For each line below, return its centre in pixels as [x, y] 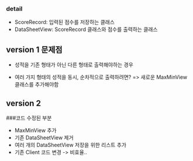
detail [14, 9]
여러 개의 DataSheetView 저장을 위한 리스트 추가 [70, 145]
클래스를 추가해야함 [37, 85]
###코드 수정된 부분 [29, 118]
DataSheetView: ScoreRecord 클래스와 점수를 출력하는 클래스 [86, 29]
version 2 [23, 103]
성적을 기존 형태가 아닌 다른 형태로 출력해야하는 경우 [74, 65]
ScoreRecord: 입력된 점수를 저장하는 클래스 [65, 22]
